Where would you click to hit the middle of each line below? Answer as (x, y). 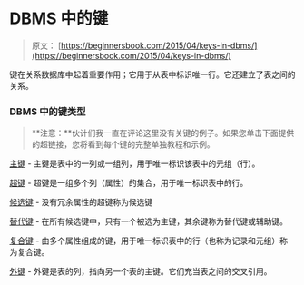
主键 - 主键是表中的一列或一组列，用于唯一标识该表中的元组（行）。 (135, 163)
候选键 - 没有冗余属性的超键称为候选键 (81, 202)
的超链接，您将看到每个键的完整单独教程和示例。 (123, 144)
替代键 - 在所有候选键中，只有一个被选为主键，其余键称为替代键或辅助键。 (149, 221)
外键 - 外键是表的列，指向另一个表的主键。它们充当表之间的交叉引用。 (141, 271)
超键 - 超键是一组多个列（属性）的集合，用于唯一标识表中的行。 (129, 183)
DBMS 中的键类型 (48, 112)
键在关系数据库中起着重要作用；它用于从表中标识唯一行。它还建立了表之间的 (152, 74)
